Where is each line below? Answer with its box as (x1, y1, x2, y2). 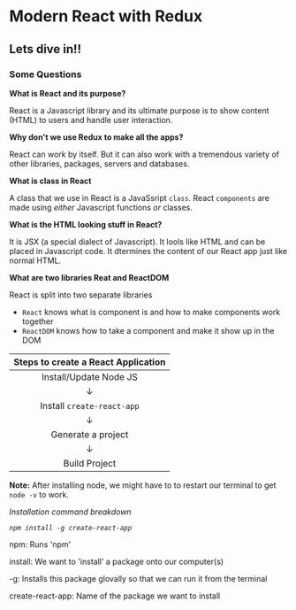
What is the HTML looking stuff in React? (9, 219, 163, 229)
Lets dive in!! (9, 42, 82, 57)
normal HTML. (9, 255, 62, 266)
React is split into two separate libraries (9, 290, 153, 300)
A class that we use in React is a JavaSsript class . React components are (9, 192, 269, 203)
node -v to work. (9, 489, 69, 499)
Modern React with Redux (9, 6, 203, 27)
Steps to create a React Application (13, 356, 166, 368)
